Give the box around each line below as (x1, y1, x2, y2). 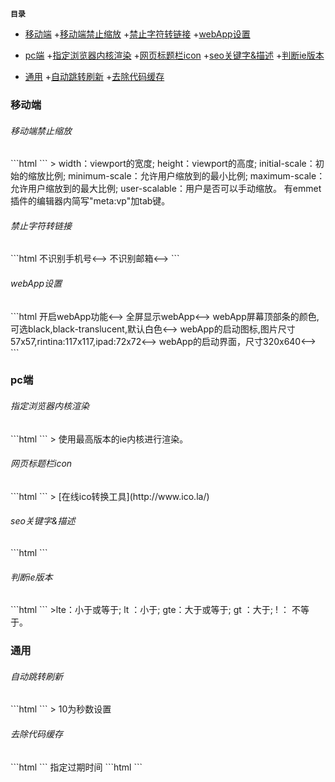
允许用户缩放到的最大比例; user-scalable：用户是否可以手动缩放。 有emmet (10, 183, 322, 195)
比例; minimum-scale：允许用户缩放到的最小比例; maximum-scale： (44, 170, 326, 182)
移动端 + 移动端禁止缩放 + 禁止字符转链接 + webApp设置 (24, 28, 251, 40)
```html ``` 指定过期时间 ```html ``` (10, 761, 143, 773)
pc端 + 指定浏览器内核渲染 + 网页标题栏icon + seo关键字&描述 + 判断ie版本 (24, 49, 325, 61)
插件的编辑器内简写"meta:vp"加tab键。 (10, 195, 171, 207)
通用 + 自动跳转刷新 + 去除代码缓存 (24, 71, 165, 82)
